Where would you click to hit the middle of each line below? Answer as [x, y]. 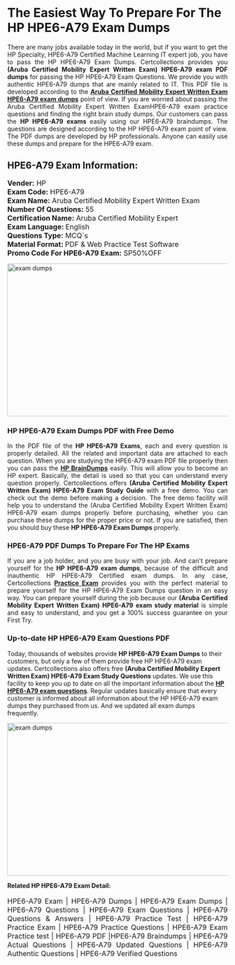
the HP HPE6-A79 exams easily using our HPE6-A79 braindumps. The [117, 121]
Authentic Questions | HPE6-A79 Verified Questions [93, 953]
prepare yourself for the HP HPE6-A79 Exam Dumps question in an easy [117, 590]
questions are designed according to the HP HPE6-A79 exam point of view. [117, 129]
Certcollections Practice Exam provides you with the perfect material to [117, 583]
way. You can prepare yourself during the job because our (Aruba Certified [117, 598]
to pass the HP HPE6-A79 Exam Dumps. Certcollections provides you [117, 61]
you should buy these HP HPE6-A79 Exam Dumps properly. [94, 528]
